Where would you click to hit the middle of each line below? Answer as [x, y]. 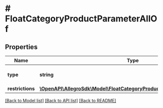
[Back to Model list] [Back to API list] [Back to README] [61, 100]
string [47, 75]
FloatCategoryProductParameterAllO [81, 19]
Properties [21, 47]
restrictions [21, 89]
